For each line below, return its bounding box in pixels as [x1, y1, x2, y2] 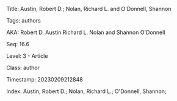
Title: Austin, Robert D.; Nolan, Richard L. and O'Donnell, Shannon [6, 5, 172, 12]
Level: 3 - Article [6, 52, 48, 60]
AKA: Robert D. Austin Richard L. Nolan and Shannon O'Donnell [6, 29, 165, 36]
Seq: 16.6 [6, 41, 29, 47]
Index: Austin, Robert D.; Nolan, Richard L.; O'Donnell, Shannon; [6, 88, 167, 95]
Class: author [6, 64, 40, 71]
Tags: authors [6, 17, 41, 24]
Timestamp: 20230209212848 [6, 76, 84, 83]
